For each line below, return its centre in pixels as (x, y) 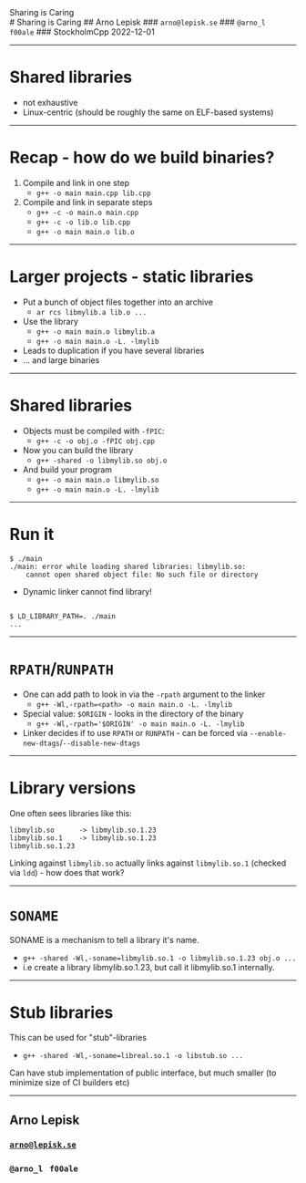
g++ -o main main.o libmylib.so (97, 480)
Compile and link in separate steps (87, 202)
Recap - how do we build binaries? (142, 158)
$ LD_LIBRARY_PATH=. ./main (63, 616)
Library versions (73, 788)
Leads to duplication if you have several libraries (113, 350)
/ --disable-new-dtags (100, 742)
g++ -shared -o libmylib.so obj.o (102, 461)
